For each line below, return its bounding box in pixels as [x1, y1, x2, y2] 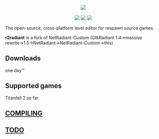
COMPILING [5, 109, 43, 118]
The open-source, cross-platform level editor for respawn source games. [5, 25, 155, 31]
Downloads [5, 54, 41, 63]
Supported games [5, 82, 62, 90]
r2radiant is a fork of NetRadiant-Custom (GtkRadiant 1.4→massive [5, 35, 143, 41]
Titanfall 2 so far [5, 94, 39, 101]
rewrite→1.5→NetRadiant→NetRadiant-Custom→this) [5, 40, 113, 46]
